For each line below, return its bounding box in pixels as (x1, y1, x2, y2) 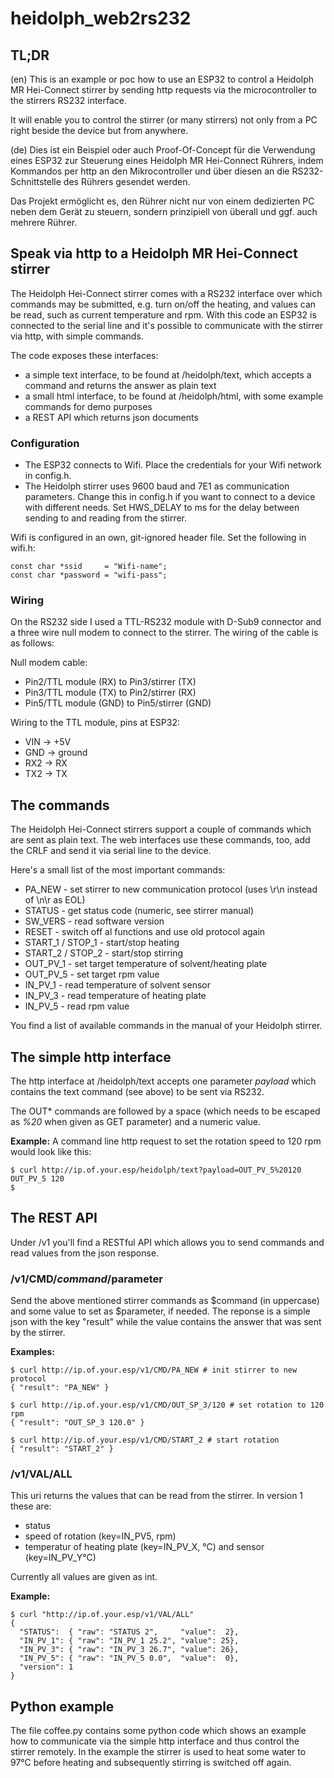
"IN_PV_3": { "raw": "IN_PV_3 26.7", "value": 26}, (19, 1645, 240, 1655)
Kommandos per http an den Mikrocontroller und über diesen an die (10, 165, 290, 177)
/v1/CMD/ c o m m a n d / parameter (10, 1272, 163, 1286)
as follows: (10, 637, 55, 649)
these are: (10, 1500, 52, 1512)
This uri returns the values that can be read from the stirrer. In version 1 (10, 1490, 304, 1502)
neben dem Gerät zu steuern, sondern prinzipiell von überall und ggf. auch (10, 206, 318, 217)
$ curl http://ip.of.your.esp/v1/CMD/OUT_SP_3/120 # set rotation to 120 (10, 1400, 325, 1411)
